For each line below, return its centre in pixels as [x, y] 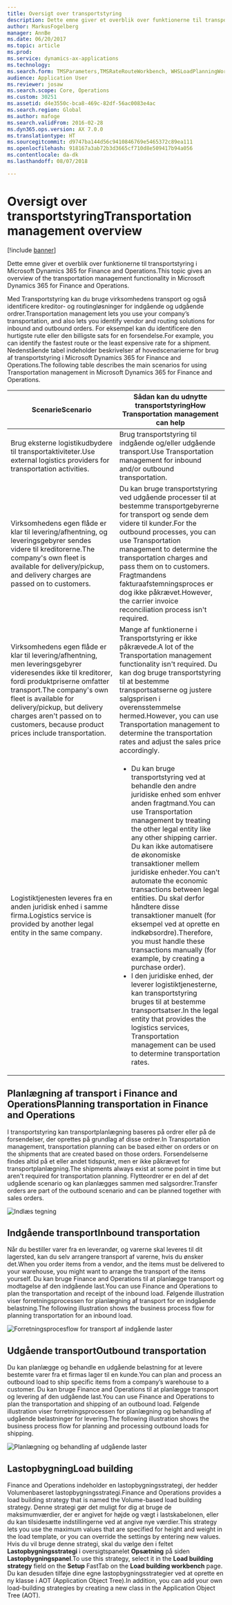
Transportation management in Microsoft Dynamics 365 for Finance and [110, 372]
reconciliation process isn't [163, 609]
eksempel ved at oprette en [175, 924]
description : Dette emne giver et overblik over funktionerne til [105, 20]
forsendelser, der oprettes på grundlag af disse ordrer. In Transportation [109, 1139]
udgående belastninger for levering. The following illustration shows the [108, 1419]
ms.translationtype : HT [41, 135]
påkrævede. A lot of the [157, 647]
